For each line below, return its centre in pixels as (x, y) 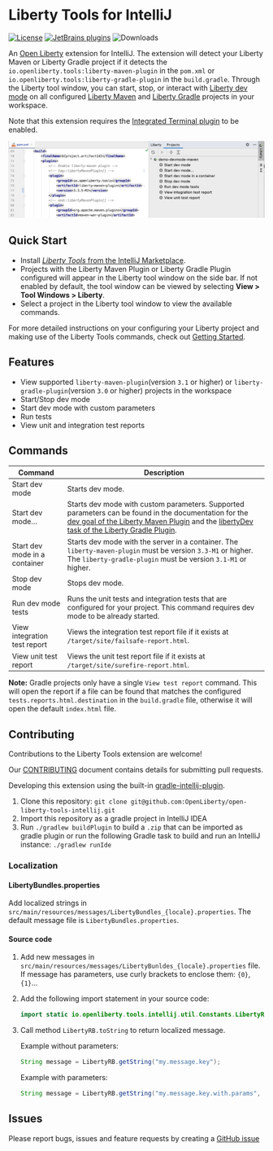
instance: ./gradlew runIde (66, 845)
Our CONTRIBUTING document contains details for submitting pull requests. (136, 770)
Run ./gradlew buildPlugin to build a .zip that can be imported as (132, 827)
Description (164, 472)
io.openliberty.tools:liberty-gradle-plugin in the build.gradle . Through (134, 79)
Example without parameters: (69, 1046)
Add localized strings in (48, 903)
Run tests (36, 416)
